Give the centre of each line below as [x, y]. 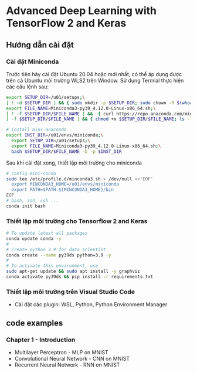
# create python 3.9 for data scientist [56, 249]
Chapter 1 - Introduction [41, 340]
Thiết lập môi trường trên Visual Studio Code [71, 292]
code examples [35, 323]
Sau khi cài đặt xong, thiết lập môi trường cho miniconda [74, 163]
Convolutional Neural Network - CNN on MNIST [72, 358]
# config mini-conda [31, 173]
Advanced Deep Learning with [81, 11]
